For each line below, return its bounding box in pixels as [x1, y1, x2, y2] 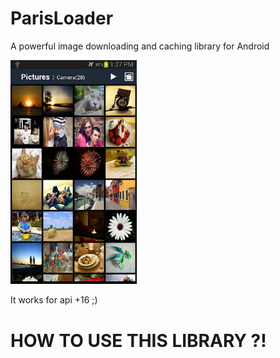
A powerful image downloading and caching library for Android [10, 40, 270, 52]
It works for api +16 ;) [10, 294, 98, 306]
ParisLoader [10, 7, 114, 30]
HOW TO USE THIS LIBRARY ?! [10, 329, 267, 352]
